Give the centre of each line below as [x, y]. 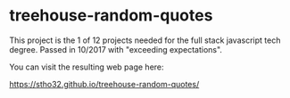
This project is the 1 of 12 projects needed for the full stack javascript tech [145, 40]
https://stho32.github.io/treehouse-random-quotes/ [104, 84]
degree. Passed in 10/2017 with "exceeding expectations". [116, 49]
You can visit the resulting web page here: [87, 67]
